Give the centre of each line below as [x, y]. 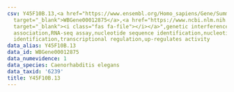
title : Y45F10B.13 [34, 78]
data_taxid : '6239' [36, 71]
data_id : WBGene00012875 [43, 53]
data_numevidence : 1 [37, 59]
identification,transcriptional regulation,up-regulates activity [112, 39]
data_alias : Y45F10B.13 [42, 46]
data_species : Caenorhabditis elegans [63, 65]
